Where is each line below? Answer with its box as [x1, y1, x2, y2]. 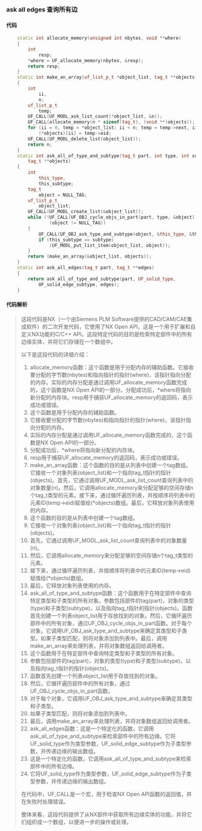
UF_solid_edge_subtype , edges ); [38, 281, 120, 287]
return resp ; [28, 63, 61, 69]
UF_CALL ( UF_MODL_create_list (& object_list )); [28, 209, 144, 215]
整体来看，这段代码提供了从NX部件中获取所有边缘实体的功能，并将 [20, 811, 187, 818]
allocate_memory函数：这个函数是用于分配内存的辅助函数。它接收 [29, 363, 194, 371]
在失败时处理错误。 [20, 798, 69, 805]
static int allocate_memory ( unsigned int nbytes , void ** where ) [17, 35, 182, 42]
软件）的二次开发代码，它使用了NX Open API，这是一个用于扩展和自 [26, 323, 196, 330]
